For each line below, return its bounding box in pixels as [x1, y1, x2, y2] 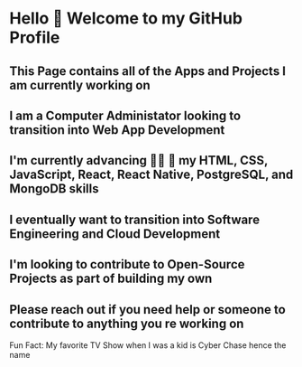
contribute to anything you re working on [9, 315, 244, 331]
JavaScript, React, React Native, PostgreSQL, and [9, 167, 294, 183]
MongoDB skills [9, 181, 99, 197]
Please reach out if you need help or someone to [9, 302, 286, 317]
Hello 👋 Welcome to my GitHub [9, 8, 243, 29]
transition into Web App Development [9, 122, 225, 137]
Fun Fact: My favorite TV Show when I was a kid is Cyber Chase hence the [9, 339, 287, 351]
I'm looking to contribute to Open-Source [9, 257, 245, 272]
